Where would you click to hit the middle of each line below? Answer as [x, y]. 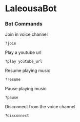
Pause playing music [26, 89]
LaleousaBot [31, 9]
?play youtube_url [24, 62]
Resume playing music [28, 71]
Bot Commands [24, 24]
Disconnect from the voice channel [40, 107]
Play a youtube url [23, 52]
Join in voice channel [26, 34]
